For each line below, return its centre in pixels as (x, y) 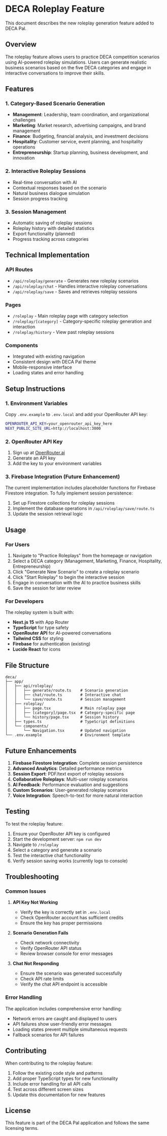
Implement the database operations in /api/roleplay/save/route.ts (83, 508)
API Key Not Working (35, 902)
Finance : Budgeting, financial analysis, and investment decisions (80, 136)
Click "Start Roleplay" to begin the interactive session (69, 577)
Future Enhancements (41, 751)
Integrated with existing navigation (49, 356)
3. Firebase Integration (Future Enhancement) (63, 476)
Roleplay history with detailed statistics (54, 228)
